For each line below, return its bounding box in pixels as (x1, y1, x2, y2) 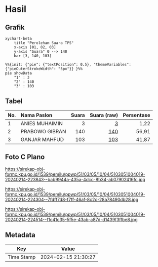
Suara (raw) (89, 112, 118, 118)
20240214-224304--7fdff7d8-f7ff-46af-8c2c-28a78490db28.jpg (5, 196, 139, 202)
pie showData (5, 71, 32, 76)
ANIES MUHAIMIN (20, 120, 63, 127)
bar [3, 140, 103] (14, 53, 52, 58)
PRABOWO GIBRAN (20, 128, 66, 135)
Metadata (5, 231, 36, 239)
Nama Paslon (20, 112, 53, 118)
